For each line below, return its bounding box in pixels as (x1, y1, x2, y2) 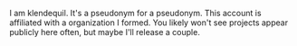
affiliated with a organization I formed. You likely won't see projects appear (9, 17, 288, 28)
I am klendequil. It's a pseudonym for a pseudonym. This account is (9, 8, 262, 18)
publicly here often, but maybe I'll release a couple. (9, 27, 201, 37)
